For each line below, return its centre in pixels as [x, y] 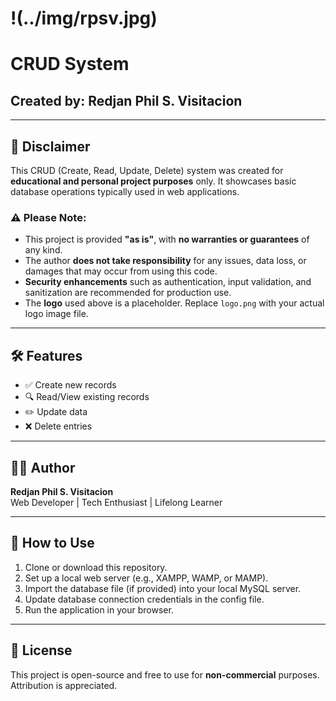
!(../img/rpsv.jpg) [84, 18]
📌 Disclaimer [50, 146]
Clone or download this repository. [96, 567]
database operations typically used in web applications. [125, 191]
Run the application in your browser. [99, 609]
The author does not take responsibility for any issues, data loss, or [165, 261]
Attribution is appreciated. [64, 685]
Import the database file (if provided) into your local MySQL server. [163, 588]
